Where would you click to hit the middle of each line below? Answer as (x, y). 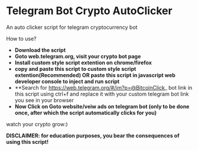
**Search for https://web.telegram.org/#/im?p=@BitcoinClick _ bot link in (103, 87)
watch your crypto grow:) (37, 124)
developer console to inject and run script (67, 81)
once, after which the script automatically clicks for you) (86, 113)
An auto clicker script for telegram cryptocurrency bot (72, 27)
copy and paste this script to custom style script (75, 68)
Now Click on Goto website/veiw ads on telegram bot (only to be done (102, 106)
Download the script (40, 50)
